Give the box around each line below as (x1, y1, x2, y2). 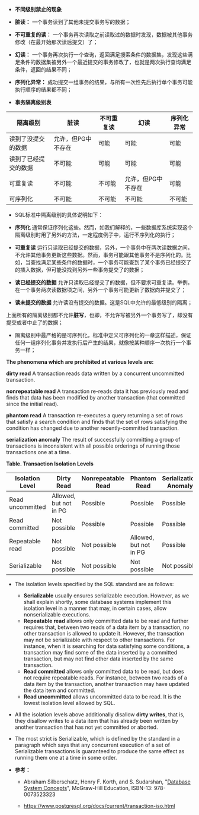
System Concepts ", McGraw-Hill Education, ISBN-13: (23, 785, 153, 791)
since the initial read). (6, 401, 59, 407)
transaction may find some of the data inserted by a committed (23, 649, 178, 656)
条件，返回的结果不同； (14, 66, 72, 73)
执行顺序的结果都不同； (14, 86, 72, 93)
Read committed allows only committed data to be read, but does (23, 668, 185, 675)
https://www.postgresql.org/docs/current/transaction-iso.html (23, 803, 175, 809)
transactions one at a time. (6, 449, 71, 455)
